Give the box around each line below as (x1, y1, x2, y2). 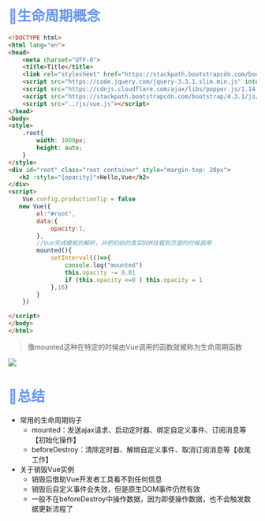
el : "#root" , (36, 210, 77, 218)
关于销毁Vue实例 (19, 464, 75, 474)
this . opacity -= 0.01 (64, 268, 136, 276)
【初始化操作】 (31, 435, 80, 444)
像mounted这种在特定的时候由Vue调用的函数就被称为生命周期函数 (27, 342, 243, 351)
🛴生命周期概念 (8, 7, 101, 25)
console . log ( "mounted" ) (64, 261, 144, 269)
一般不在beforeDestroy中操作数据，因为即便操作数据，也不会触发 (31, 494, 244, 504)
